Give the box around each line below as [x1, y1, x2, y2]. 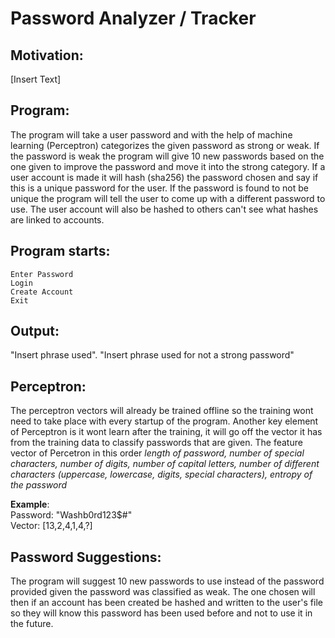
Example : [10, 498, 50, 511]
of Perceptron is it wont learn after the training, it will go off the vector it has [10, 426, 323, 438]
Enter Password [10, 269, 74, 279]
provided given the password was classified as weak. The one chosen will [10, 586, 316, 598]
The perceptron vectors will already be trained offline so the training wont [10, 405, 314, 417]
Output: [10, 323, 60, 340]
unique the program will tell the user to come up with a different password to [10, 192, 326, 204]
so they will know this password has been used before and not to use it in [10, 607, 313, 619]
